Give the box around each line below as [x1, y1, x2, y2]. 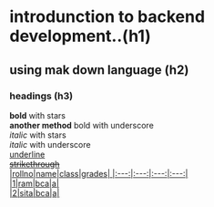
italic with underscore [9, 139, 91, 150]
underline [9, 149, 46, 160]
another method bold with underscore [9, 119, 155, 130]
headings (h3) [9, 89, 74, 102]
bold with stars [9, 109, 66, 120]
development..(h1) [9, 26, 152, 47]
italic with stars [9, 129, 66, 140]
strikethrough [9, 158, 60, 170]
